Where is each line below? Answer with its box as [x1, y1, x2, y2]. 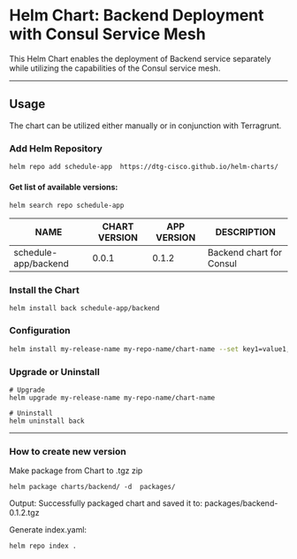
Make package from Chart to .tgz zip [9, 465, 143, 476]
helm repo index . [9, 541, 77, 551]
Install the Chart [9, 284, 80, 296]
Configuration [9, 325, 71, 337]
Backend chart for [207, 247, 283, 259]
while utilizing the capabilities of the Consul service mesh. [9, 63, 221, 73]
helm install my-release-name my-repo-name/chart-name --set [9, 344, 240, 354]
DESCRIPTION [215, 226, 276, 239]
